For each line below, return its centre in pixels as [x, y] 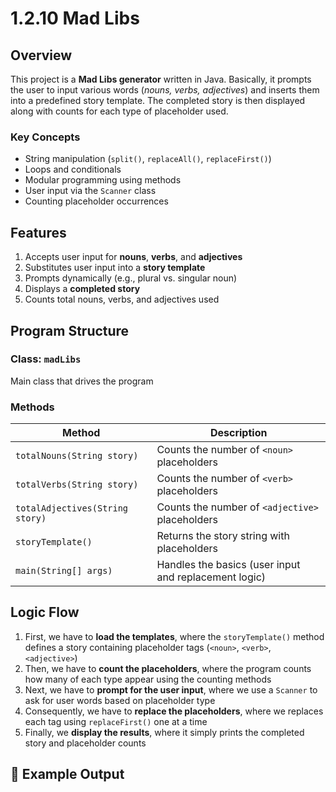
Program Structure [70, 330]
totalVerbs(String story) [77, 485]
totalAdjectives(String [72, 508]
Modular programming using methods [103, 180]
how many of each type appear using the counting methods [148, 679]
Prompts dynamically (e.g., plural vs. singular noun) [131, 278]
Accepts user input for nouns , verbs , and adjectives [133, 257]
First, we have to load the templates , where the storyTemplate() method [174, 636]
